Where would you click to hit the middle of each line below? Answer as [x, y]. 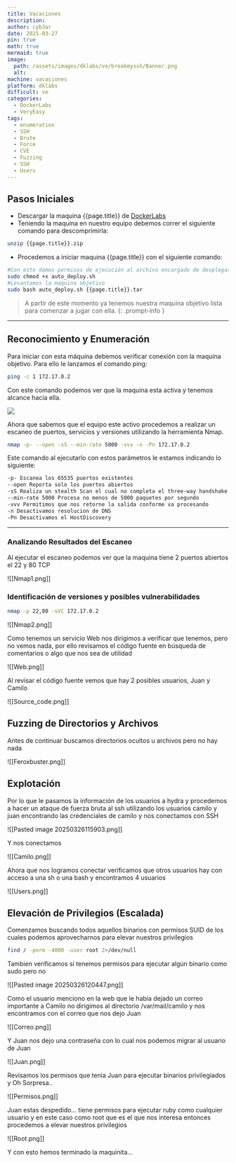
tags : [15, 118]
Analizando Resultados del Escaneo [70, 542]
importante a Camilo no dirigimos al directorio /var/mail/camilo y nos [106, 1006]
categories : [25, 99]
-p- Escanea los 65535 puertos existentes [70, 479]
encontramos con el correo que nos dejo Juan [74, 1013]
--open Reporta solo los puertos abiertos [70, 485]
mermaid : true [28, 53]
